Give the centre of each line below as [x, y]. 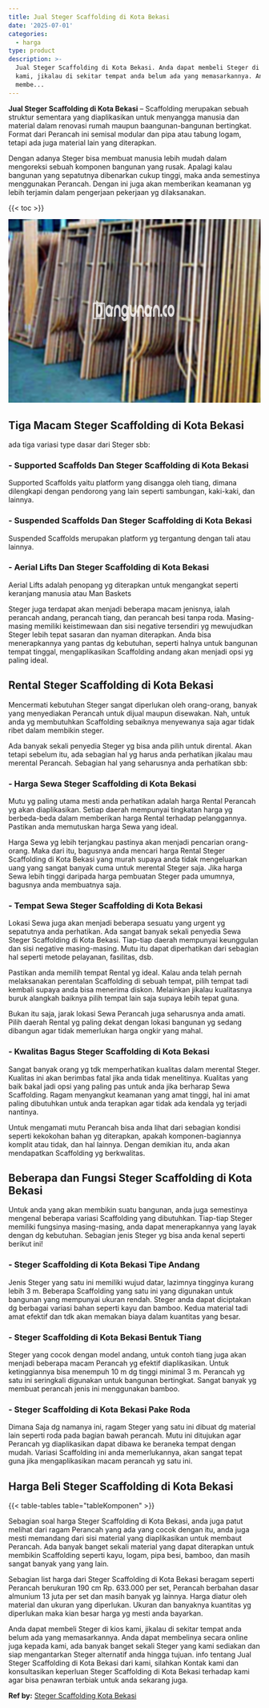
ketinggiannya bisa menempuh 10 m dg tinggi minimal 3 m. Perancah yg [127, 1371]
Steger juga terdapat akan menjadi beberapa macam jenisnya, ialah [119, 609]
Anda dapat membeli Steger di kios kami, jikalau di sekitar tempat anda [125, 1629]
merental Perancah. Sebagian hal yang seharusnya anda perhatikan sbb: [128, 763]
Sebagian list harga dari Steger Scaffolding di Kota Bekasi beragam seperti [131, 1580]
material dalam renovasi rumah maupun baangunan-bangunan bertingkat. [130, 125]
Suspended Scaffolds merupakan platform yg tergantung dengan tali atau [129, 538]
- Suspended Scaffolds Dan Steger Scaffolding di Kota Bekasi [130, 521]
